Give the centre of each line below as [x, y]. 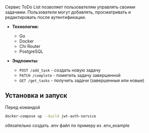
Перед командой [22, 107]
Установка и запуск [36, 96]
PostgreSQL [31, 51]
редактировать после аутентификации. [45, 17]
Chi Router [30, 46]
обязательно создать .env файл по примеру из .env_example [67, 125]
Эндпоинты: [25, 61]
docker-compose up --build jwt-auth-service [51, 116]
